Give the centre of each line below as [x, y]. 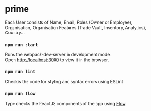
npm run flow [20, 94]
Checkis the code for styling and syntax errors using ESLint [64, 81]
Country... [15, 32]
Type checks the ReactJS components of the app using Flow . [66, 103]
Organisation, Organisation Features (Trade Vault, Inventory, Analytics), [76, 27]
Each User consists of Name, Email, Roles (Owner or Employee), [69, 22]
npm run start [21, 44]
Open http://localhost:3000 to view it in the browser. [57, 60]
